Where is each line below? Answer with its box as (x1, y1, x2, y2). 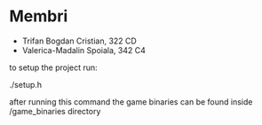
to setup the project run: (9, 62, 98, 73)
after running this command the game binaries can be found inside (9, 96, 253, 107)
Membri (9, 6, 68, 27)
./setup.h (9, 79, 43, 90)
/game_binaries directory (9, 105, 101, 116)
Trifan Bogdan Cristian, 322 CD (21, 35, 138, 46)
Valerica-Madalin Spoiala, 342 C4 (21, 44, 147, 55)
